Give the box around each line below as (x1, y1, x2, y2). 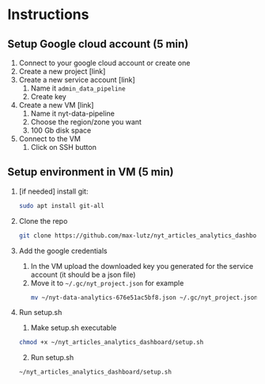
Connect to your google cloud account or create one (18, 58, 191, 67)
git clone (18, 232, 52, 240)
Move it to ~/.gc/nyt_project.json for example (30, 278, 184, 287)
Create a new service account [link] (18, 75, 135, 84)
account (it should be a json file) (30, 270, 136, 279)
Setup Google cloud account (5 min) (7, 37, 189, 51)
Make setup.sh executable (30, 323, 117, 332)
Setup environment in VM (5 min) (7, 165, 174, 179)
